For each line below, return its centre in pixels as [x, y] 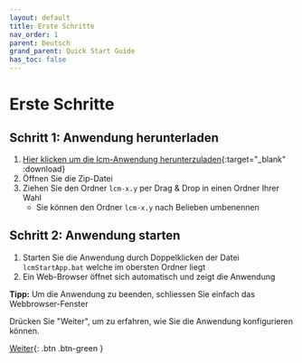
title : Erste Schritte [52, 26]
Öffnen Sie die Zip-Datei [67, 178]
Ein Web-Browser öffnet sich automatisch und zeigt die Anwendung [149, 276]
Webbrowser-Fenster [49, 303]
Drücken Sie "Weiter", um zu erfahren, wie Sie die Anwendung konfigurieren [151, 321]
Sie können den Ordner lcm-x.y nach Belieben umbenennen [147, 207]
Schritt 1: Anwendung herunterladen [114, 138]
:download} [44, 169]
